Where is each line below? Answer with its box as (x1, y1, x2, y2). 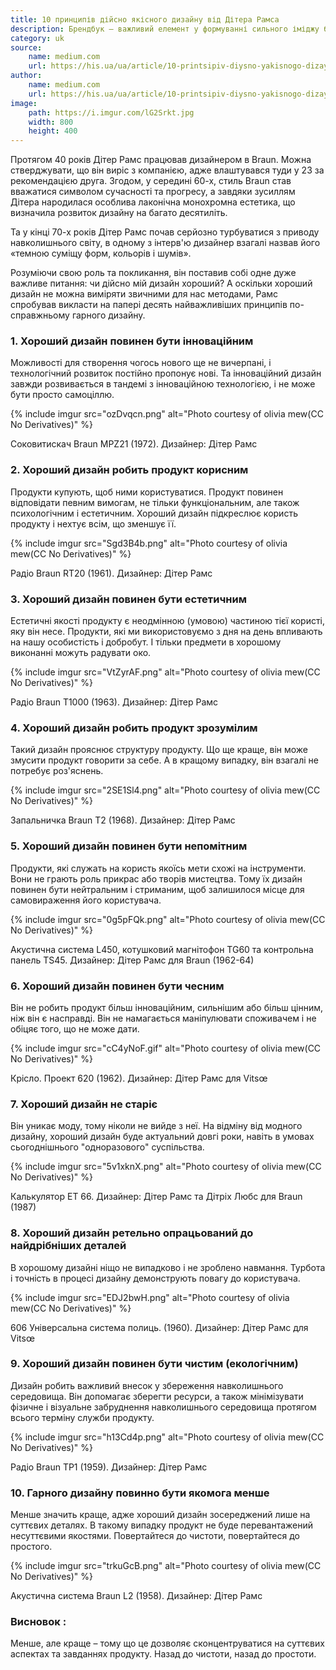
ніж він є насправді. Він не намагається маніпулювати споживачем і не (10, 1012, 317, 1024)
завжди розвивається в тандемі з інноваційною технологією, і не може (10, 378, 316, 390)
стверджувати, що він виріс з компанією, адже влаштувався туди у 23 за (10, 164, 325, 176)
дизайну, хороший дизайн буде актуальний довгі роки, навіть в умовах (10, 1131, 315, 1143)
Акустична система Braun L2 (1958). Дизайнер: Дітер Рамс (10, 1590, 263, 1602)
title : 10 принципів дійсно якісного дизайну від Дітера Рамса (10, 14, 280, 25)
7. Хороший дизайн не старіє (10, 1097, 158, 1111)
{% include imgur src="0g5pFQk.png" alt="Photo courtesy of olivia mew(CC (10, 913, 326, 925)
